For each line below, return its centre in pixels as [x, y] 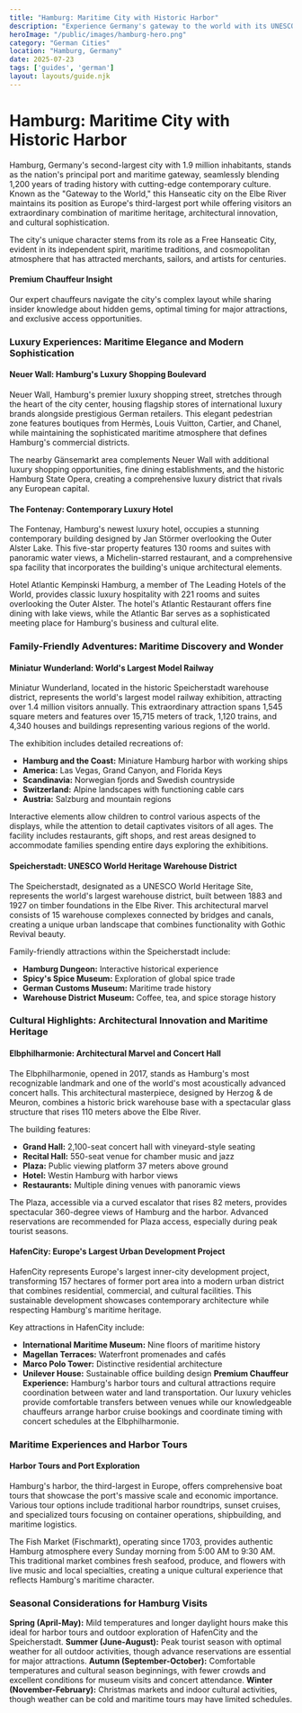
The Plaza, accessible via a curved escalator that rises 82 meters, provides [148, 1202]
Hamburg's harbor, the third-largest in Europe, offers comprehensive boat [146, 1486]
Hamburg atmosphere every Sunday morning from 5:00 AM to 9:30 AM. [142, 1551]
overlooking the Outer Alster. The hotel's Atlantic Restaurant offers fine [141, 604]
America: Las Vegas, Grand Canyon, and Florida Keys [122, 771]
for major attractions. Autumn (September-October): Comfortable [133, 1661]
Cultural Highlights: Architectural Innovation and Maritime [138, 1021]
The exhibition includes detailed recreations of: [97, 744]
